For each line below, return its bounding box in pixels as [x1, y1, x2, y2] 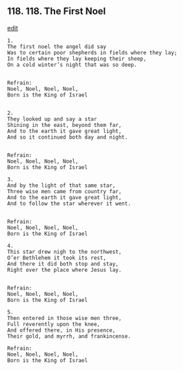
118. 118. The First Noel [7, 6, 106, 17]
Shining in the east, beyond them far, [7, 121, 122, 128]
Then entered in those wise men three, [7, 314, 122, 321]
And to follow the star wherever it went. [7, 200, 131, 207]
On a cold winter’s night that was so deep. [7, 61, 137, 68]
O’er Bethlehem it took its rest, [7, 254, 107, 261]
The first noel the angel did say [7, 43, 107, 50]
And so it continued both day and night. [7, 134, 128, 141]
